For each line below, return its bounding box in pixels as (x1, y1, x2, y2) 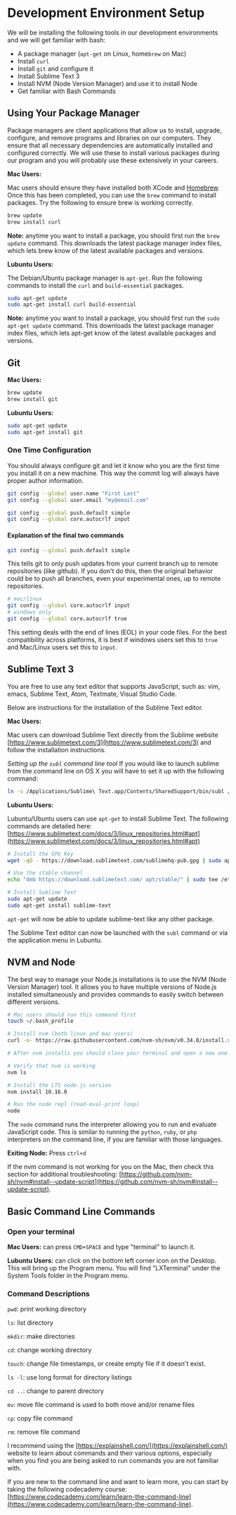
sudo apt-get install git (7, 429, 83, 436)
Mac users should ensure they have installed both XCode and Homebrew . (7, 183, 220, 192)
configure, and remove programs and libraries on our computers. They (7, 133, 212, 142)
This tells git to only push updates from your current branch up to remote (7, 559, 218, 568)
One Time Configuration (7, 446, 91, 455)
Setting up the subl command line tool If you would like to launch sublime (7, 759, 220, 768)
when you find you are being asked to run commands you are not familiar (7, 1456, 219, 1465)
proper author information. (7, 476, 84, 484)
